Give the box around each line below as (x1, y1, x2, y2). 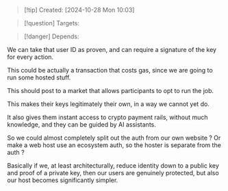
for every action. (7, 53, 53, 61)
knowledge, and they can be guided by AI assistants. (7, 120, 156, 129)
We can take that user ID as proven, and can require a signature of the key (7, 46, 217, 53)
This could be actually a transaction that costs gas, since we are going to (7, 66, 214, 74)
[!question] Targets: (23, 19, 80, 27)
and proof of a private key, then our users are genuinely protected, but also (7, 169, 219, 177)
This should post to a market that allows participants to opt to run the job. (7, 87, 214, 94)
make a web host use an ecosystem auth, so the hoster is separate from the (7, 141, 221, 149)
